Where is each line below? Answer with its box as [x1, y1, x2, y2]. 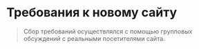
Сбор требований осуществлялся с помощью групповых [23, 27, 193, 35]
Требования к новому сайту [6, 5, 178, 20]
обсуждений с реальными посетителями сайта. [23, 34, 165, 42]
